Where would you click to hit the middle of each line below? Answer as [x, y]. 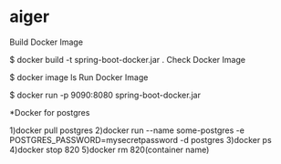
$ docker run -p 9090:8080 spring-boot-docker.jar [105, 95]
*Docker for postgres [50, 112]
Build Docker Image [47, 42]
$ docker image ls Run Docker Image [79, 77]
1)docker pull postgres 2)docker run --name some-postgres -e [127, 130]
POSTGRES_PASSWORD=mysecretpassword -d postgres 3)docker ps [140, 139]
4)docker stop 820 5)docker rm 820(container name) [109, 149]
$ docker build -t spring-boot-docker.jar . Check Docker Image [128, 59]
